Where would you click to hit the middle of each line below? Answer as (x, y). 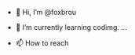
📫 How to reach (42, 43)
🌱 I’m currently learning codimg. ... (71, 27)
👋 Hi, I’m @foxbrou (46, 12)
